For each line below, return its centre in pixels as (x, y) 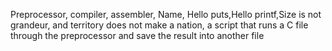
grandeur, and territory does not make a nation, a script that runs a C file (159, 25)
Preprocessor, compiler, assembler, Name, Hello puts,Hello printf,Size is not (166, 14)
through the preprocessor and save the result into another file (137, 35)
